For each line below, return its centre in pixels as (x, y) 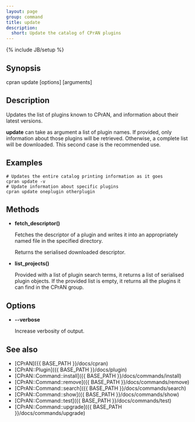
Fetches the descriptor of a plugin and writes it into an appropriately (96, 235)
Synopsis (23, 68)
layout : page (22, 11)
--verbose (27, 320)
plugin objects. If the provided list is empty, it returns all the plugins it (97, 281)
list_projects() (32, 264)
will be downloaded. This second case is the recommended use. (83, 144)
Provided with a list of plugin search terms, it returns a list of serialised (99, 275)
